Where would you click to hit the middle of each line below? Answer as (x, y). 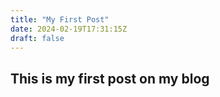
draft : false (37, 38)
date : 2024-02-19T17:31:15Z (69, 29)
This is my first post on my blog (110, 78)
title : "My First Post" (60, 19)
